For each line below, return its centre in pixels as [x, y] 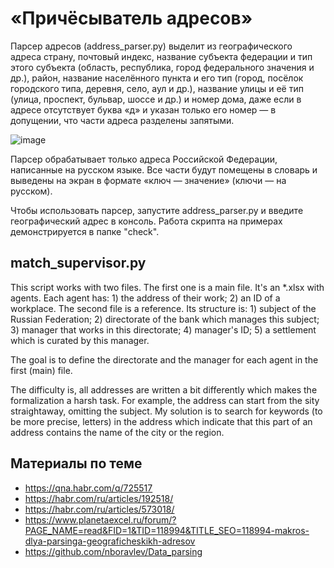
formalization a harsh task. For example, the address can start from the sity [165, 400]
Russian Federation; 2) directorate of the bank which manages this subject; [165, 319]
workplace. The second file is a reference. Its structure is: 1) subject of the [163, 308]
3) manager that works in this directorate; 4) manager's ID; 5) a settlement [163, 329]
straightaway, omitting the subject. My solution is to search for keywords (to [166, 411]
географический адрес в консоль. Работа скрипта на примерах [146, 221]
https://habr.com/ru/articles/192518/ [99, 498]
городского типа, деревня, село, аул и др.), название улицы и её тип [157, 88]
